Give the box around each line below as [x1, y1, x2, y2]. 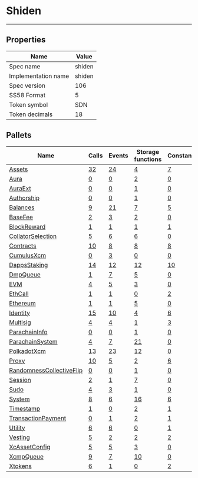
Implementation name [9, 72, 70, 80]
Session [9, 375, 31, 384]
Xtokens [9, 461, 32, 470]
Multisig [9, 318, 31, 327]
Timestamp [9, 404, 41, 413]
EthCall [9, 289, 29, 298]
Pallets [6, 130, 32, 140]
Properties [6, 35, 46, 45]
